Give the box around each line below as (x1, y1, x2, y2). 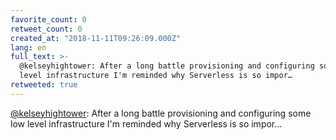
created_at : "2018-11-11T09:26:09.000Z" (10, 33, 182, 43)
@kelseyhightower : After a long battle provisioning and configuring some (10, 107, 312, 119)
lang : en (10, 42, 47, 53)
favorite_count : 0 (10, 14, 87, 25)
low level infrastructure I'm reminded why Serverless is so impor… (10, 117, 283, 130)
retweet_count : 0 (10, 24, 83, 34)
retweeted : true (10, 80, 78, 90)
